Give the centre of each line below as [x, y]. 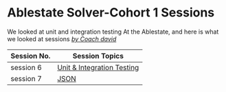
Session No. [31, 56]
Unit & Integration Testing [98, 67]
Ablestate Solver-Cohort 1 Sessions [111, 13]
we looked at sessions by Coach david [62, 38]
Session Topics [98, 56]
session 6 [26, 67]
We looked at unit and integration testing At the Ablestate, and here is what [113, 32]
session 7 [26, 78]
